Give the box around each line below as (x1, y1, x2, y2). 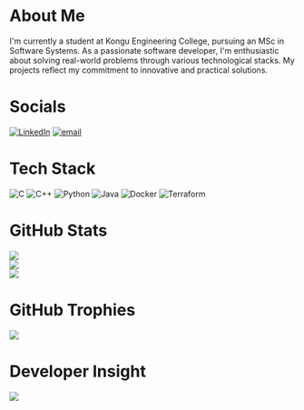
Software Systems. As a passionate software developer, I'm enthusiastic (9, 45, 279, 55)
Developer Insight (9, 361, 147, 382)
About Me (9, 5, 85, 26)
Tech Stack (9, 158, 96, 179)
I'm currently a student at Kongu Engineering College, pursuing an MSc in (9, 35, 284, 46)
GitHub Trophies (9, 299, 136, 320)
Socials (9, 96, 66, 117)
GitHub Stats (9, 220, 108, 241)
